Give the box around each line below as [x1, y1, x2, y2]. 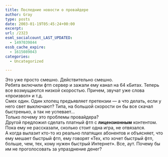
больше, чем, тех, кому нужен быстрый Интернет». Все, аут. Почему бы [5, 141, 160, 147]
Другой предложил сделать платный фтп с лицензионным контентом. [5, 119, 157, 125]
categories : [5, 54, 30, 59]
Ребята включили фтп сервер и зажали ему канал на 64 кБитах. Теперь [5, 82, 159, 88]
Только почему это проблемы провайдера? [5, 114, 99, 120]
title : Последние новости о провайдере [5, 7, 89, 13]
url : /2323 [5, 31, 28, 36]
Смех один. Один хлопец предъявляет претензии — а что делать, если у [5, 98, 161, 104]
